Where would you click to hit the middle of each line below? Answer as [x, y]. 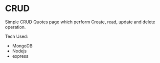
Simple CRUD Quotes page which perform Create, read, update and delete [80, 22]
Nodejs [19, 51]
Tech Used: [17, 36]
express [20, 56]
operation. [15, 27]
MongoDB [22, 46]
